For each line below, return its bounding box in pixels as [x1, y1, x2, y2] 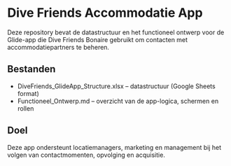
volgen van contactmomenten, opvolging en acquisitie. [7, 151, 166, 159]
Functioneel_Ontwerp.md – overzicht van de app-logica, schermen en [17, 97, 219, 105]
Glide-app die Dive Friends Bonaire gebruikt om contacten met [7, 35, 188, 43]
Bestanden [7, 63, 56, 75]
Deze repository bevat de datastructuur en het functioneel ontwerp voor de [7, 28, 225, 36]
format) [17, 89, 40, 97]
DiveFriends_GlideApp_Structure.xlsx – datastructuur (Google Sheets [17, 82, 216, 90]
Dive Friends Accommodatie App [7, 5, 203, 21]
